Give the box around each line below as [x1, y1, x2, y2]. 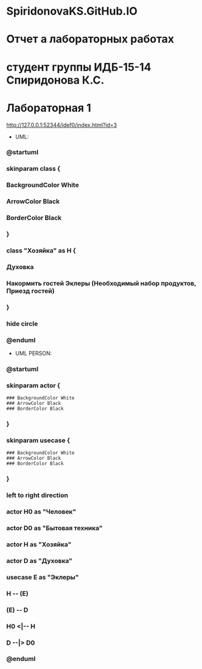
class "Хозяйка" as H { [6, 246, 76, 254]
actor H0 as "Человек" [6, 507, 77, 516]
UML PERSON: [15, 349, 52, 357]
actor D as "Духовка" [6, 556, 73, 565]
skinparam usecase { [6, 436, 70, 445]
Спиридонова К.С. [6, 73, 105, 87]
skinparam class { [6, 165, 61, 173]
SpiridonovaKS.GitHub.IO [6, 4, 138, 18]
